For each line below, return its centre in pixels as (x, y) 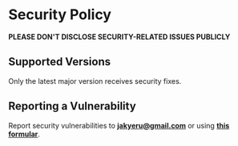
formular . (24, 134)
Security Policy (60, 15)
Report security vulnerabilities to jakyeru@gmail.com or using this (119, 125)
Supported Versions (59, 62)
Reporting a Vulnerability (72, 107)
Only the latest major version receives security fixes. (95, 81)
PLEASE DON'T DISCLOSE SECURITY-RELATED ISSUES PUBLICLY (119, 37)
